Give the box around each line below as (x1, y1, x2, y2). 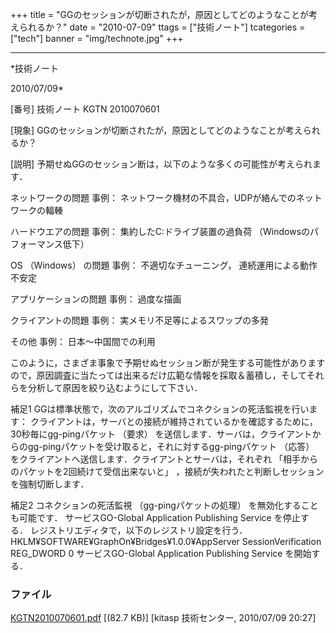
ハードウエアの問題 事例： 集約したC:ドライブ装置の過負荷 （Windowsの (10, 226, 311, 237)
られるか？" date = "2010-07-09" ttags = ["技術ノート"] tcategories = (18, 21, 306, 33)
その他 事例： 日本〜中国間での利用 (10, 336, 156, 347)
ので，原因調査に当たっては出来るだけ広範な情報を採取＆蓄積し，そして (10, 369, 307, 381)
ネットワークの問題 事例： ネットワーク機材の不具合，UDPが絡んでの (10, 192, 297, 203)
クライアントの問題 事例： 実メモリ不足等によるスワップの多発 (10, 314, 269, 326)
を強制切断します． (10, 478, 90, 490)
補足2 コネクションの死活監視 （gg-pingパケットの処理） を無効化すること (10, 499, 319, 511)
